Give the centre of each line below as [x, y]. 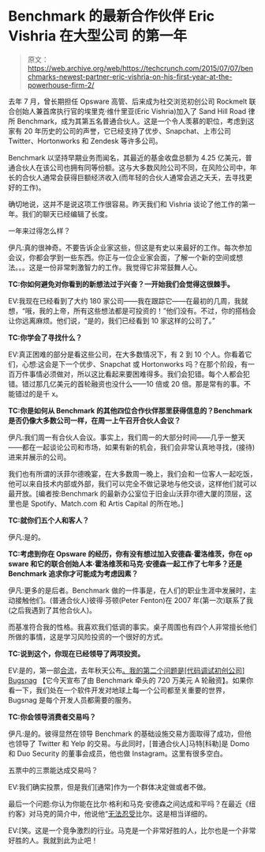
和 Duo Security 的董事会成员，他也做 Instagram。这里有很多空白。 [118, 753]
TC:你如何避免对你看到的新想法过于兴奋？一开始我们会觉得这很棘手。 [121, 284]
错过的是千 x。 [39, 394]
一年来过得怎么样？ [39, 231]
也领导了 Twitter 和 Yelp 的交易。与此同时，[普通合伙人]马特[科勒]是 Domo [129, 743]
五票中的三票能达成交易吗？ [53, 770]
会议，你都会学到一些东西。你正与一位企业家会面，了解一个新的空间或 [122, 257]
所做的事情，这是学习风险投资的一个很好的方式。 [88, 636]
